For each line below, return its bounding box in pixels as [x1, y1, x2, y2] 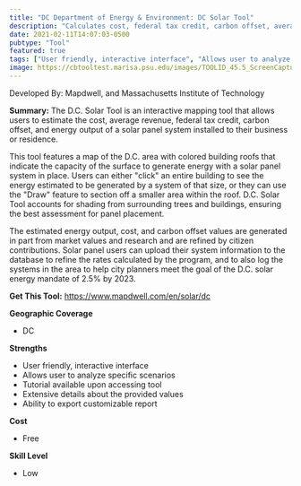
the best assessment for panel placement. [9, 208, 165, 219]
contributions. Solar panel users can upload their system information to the [9, 244, 286, 256]
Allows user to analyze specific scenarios [21, 369, 176, 380]
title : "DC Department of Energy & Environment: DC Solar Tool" [9, 13, 254, 22]
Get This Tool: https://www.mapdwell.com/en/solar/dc [9, 291, 211, 301]
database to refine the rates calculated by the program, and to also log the [9, 254, 284, 265]
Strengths [9, 343, 47, 353]
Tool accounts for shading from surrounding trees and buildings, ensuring [9, 198, 282, 209]
